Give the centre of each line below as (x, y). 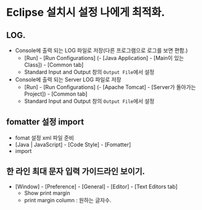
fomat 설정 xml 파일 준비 (44, 137)
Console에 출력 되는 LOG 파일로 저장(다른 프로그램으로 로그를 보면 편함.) (101, 50)
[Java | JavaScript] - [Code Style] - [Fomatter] (73, 144)
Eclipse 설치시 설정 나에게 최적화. (86, 12)
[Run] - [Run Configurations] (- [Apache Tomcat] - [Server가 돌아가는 (110, 87)
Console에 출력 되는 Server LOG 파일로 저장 (68, 80)
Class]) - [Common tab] (54, 65)
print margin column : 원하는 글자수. (68, 200)
